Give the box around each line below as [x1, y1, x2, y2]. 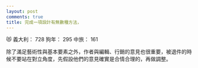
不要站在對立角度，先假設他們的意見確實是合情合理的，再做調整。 [11, 56, 171, 63]
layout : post [6, 8, 38, 15]
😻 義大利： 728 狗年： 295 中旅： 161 [6, 36, 98, 43]
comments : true [6, 14, 44, 20]
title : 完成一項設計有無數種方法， [6, 19, 82, 25]
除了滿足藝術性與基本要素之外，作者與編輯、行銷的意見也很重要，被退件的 [6, 48, 187, 55]
